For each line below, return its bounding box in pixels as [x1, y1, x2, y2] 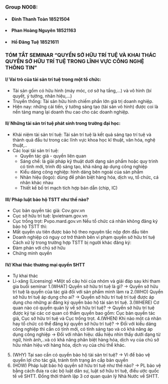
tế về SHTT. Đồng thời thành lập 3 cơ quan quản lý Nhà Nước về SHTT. [12, 373, 159, 379]
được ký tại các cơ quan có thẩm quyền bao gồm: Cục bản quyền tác [12, 310, 155, 316]
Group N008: [5, 4, 38, 11]
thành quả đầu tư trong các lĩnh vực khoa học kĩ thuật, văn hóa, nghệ [12, 137, 155, 143]
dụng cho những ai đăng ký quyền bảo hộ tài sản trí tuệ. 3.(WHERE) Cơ [12, 300, 159, 306]
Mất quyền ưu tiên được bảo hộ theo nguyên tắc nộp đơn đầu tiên [12, 229, 148, 235]
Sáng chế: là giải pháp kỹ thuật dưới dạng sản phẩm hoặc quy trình [20, 158, 158, 164]
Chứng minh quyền [12, 250, 52, 257]
